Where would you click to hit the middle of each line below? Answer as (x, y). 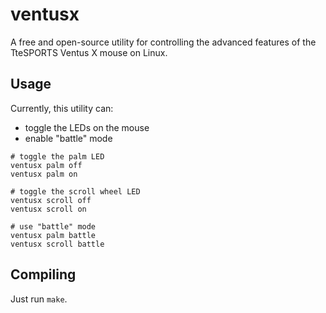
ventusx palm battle (53, 235)
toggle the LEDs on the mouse (87, 127)
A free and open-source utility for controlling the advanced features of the (163, 42)
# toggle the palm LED (57, 156)
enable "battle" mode (68, 138)
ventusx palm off (46, 165)
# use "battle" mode (53, 226)
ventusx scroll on (48, 209)
